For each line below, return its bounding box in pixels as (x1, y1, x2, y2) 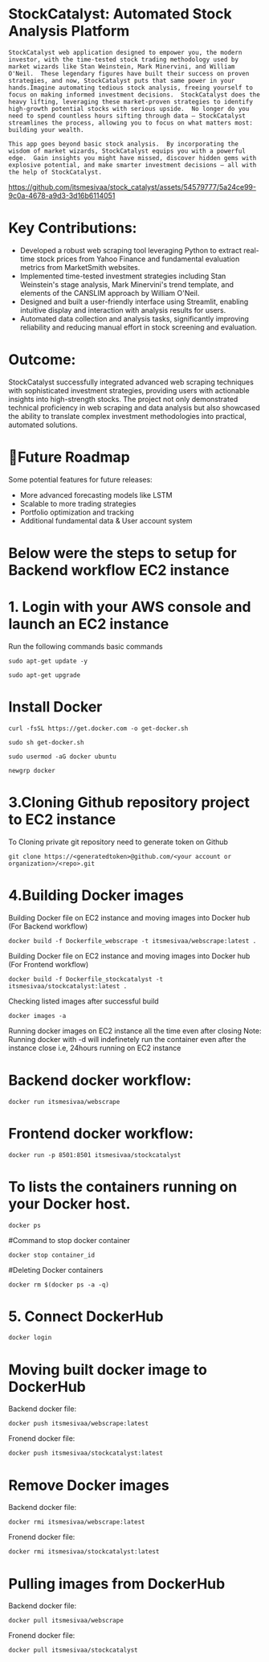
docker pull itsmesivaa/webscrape (8, 1617, 124, 1625)
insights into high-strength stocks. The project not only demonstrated (8, 394, 238, 404)
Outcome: (8, 351, 76, 369)
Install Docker (8, 698, 103, 716)
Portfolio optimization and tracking (19, 507, 135, 517)
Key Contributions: (8, 219, 137, 237)
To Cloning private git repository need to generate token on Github (8, 837, 229, 847)
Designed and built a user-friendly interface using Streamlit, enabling (19, 297, 249, 306)
